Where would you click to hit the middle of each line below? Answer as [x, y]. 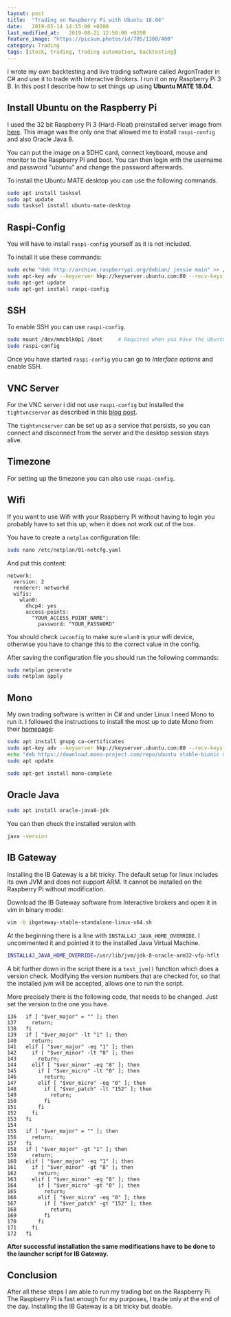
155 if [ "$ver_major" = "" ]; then [63, 1131]
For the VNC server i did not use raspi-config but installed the [96, 405]
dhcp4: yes [41, 606]
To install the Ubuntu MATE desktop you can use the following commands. [112, 180]
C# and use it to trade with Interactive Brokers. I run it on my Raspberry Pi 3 [114, 79]
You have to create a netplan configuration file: [74, 537]
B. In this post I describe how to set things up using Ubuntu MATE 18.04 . [110, 86]
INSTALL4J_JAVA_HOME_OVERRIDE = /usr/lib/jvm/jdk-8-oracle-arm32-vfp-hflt [113, 955]
